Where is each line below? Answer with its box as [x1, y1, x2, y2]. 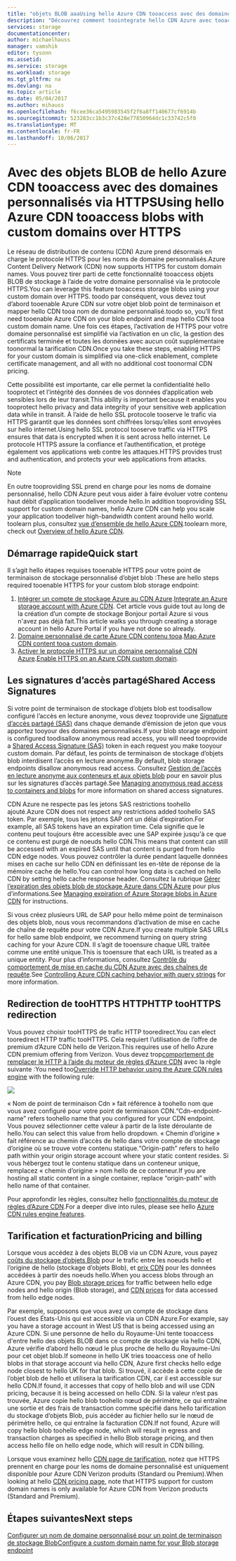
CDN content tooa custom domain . [17, 640, 118, 647]
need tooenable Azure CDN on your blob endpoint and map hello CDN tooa [7, 315, 225, 323]
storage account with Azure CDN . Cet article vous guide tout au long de [17, 602, 225, 610]
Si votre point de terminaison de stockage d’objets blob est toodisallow [7, 704, 212, 713]
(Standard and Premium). [7, 1492, 80, 1501]
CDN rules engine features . [7, 1209, 86, 1218]
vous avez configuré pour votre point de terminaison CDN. [7, 1107, 176, 1115]
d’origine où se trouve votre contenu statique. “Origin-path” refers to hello [7, 1144, 220, 1152]
